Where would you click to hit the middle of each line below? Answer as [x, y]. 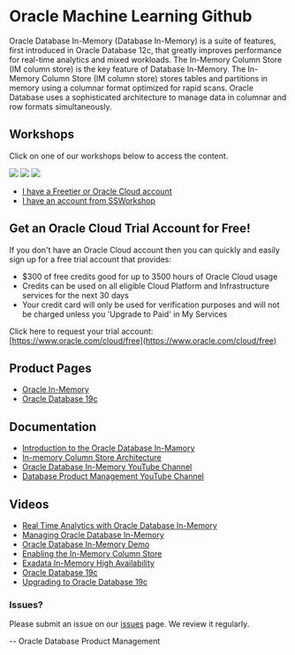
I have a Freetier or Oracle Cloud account [97, 191]
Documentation [53, 427]
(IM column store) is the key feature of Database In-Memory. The [128, 69]
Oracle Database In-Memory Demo [86, 544]
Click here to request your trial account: [81, 331]
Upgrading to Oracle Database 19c [85, 582]
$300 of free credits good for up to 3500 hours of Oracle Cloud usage [150, 276]
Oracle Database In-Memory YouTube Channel [107, 467]
